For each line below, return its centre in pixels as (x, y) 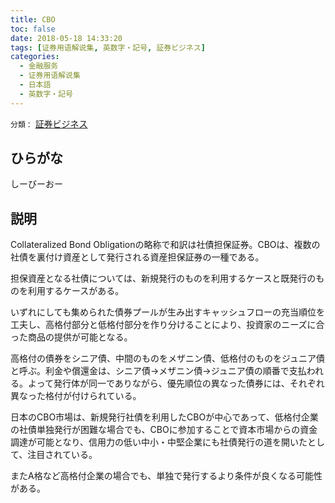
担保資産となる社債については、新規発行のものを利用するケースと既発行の (163, 278)
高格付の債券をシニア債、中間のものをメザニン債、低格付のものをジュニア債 (168, 358)
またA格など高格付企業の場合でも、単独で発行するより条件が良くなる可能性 (166, 476)
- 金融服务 (39, 66)
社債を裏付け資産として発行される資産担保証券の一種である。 (137, 257)
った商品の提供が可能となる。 (71, 337)
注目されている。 (62, 455)
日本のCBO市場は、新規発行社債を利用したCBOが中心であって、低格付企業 (164, 417)
